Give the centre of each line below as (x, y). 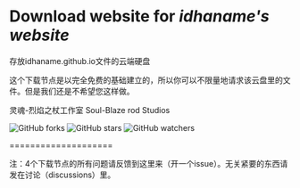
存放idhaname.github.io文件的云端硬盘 (80, 61)
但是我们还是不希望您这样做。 (79, 91)
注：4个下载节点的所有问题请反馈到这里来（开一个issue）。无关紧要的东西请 (149, 163)
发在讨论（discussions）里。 (62, 175)
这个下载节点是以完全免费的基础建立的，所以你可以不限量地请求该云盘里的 (146, 80)
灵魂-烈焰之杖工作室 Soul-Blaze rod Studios (90, 110)
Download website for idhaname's (139, 16)
